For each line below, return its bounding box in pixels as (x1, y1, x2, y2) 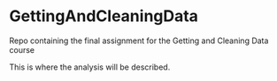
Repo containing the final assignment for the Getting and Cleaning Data (9, 35, 269, 46)
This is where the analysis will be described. (9, 62, 171, 72)
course (9, 44, 35, 55)
